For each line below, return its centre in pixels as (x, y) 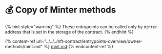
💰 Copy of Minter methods (61, 10)
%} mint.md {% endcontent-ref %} (79, 46)
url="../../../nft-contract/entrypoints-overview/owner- (89, 41)
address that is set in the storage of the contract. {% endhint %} (70, 32)
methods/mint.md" (24, 46)
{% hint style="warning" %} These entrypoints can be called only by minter (81, 27)
